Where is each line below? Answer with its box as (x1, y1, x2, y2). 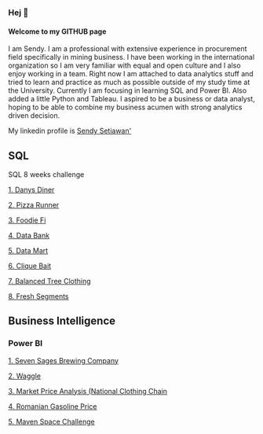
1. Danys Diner (8, 185, 55, 194)
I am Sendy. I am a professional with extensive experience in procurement (8, 44, 247, 53)
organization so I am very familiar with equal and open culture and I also (8, 61, 241, 70)
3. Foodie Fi (8, 215, 46, 225)
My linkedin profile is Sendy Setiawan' (8, 126, 132, 136)
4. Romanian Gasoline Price (8, 401, 97, 411)
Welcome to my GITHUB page (8, 27, 107, 36)
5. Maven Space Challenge (8, 417, 96, 426)
